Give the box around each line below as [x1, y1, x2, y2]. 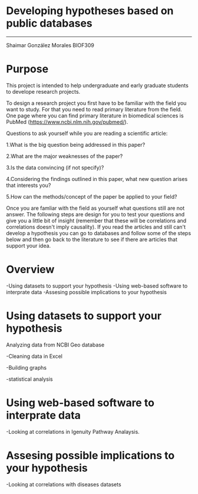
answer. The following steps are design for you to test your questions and [6, 210, 185, 218]
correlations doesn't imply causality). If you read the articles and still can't [6, 223, 186, 230]
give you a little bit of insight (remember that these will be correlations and [6, 217, 187, 224]
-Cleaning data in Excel [6, 353, 63, 360]
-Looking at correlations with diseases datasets [6, 480, 122, 488]
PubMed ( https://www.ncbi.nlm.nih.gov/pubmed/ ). [6, 118, 128, 125]
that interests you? [6, 182, 51, 189]
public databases [6, 17, 93, 30]
